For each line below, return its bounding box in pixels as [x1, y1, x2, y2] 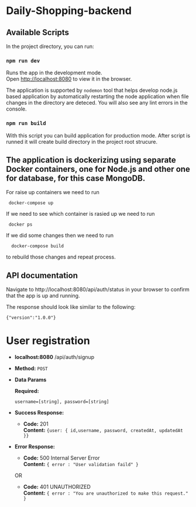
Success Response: [14, 409, 64, 416]
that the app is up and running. [6, 292, 80, 299]
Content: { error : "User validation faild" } [23, 461, 139, 468]
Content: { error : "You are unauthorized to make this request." [23, 489, 188, 496]
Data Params [14, 376, 47, 384]
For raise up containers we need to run [6, 189, 99, 196]
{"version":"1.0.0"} [6, 315, 57, 321]
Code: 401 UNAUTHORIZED [23, 484, 91, 491]
